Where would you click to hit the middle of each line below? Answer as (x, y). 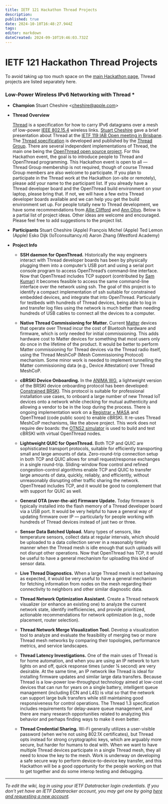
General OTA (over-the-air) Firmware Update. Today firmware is (87, 501)
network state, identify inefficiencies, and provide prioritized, (83, 609)
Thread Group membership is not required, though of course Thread (83, 167)
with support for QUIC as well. (51, 491)
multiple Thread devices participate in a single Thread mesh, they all (90, 750)
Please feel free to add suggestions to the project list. (67, 220)
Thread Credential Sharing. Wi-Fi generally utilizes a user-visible (87, 729)
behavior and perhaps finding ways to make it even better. (80, 719)
